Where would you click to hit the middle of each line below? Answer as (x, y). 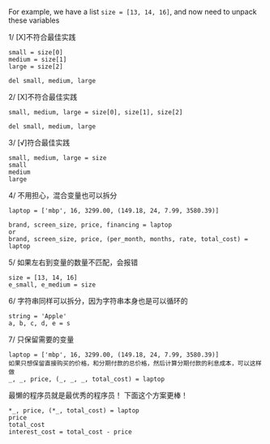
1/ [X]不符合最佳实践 (42, 37)
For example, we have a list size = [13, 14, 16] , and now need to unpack (133, 12)
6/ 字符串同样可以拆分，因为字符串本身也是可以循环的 (98, 301)
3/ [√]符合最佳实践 (39, 142)
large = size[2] (36, 67)
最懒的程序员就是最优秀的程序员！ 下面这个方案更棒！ (98, 395)
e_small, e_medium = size (52, 285)
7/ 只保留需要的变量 (41, 339)
